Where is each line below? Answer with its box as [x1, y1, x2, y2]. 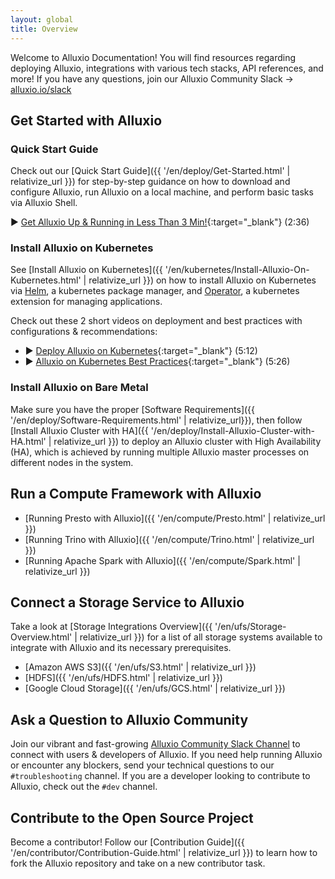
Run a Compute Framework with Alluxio [10, 486, 262, 503]
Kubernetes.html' [10, 274, 82, 286]
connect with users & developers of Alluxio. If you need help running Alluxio [10, 749, 323, 761]
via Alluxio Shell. [10, 197, 78, 209]
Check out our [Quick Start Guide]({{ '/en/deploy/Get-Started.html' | [10, 165, 291, 177]
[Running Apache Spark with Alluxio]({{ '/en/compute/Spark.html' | [24, 554, 301, 566]
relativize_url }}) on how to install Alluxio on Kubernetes [88, 274, 317, 286]
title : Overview [10, 24, 78, 34]
